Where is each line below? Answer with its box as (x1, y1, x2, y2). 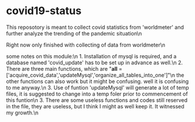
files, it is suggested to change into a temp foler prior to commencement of (6, 90, 189, 97)
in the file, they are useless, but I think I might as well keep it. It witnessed (6, 103, 184, 110)
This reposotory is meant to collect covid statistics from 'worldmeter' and (6, 24, 184, 31)
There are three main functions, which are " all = (6, 65, 123, 72)
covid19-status (6, 4, 82, 18)
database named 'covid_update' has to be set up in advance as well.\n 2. (6, 59, 183, 66)
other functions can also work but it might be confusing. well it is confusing (6, 78, 189, 85)
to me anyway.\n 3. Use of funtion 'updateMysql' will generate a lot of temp (6, 84, 190, 91)
